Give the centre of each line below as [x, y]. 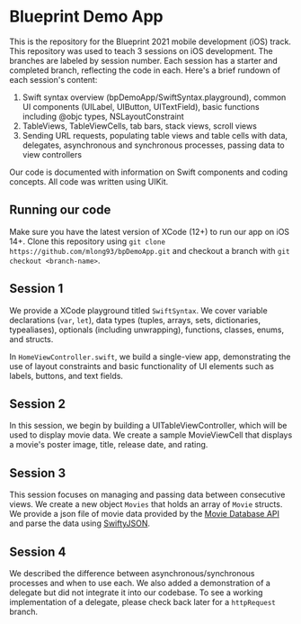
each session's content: [53, 79]
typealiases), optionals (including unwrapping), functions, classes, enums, [147, 330]
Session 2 [37, 404]
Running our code [60, 210]
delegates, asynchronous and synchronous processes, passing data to [153, 145]
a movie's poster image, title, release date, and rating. [109, 445]
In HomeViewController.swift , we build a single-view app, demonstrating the [150, 357]
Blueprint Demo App [86, 17]
